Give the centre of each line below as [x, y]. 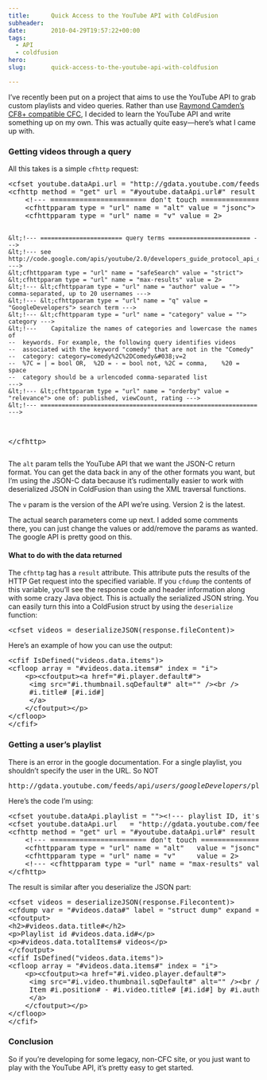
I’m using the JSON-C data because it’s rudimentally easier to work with [126, 481]
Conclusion [31, 1042]
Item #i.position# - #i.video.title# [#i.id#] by [128, 989]
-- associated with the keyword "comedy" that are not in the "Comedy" [131, 350]
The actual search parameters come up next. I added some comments [123, 520]
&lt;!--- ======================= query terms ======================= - [133, 238]
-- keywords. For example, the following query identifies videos [122, 343]
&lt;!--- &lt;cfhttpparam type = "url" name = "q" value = [108, 301]
